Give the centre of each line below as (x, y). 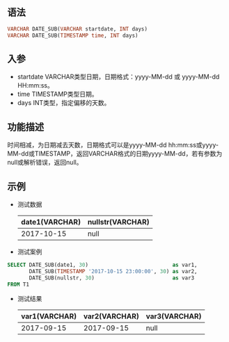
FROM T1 (18, 284)
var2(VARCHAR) (111, 316)
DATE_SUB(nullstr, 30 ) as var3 (112, 278)
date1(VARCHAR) (51, 222)
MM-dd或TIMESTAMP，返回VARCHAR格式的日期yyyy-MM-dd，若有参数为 (115, 154)
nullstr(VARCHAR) (118, 222)
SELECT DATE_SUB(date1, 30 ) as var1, (102, 265)
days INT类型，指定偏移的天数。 (64, 103)
